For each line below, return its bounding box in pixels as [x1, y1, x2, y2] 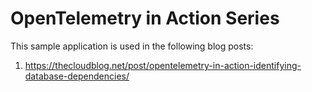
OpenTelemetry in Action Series [10, 7, 280, 30]
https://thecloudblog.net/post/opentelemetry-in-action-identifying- [24, 59, 302, 71]
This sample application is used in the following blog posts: [10, 40, 254, 52]
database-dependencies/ [24, 70, 130, 82]
